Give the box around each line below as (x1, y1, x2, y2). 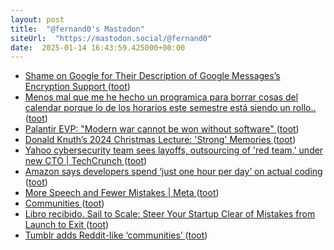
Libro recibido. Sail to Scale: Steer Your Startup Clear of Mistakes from (24, 208, 316, 220)
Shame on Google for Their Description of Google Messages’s (24, 70, 281, 82)
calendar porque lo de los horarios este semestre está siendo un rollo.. (24, 102, 317, 114)
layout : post (10, 14, 65, 25)
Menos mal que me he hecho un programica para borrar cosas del (24, 91, 299, 103)
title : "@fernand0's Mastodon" (10, 24, 145, 34)
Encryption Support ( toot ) (24, 81, 131, 93)
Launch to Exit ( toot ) (24, 219, 110, 231)
